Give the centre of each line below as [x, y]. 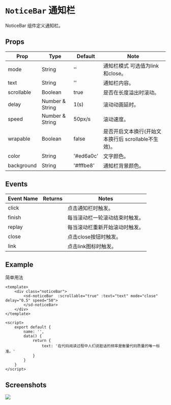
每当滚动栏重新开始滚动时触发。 [106, 227]
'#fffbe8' [84, 165]
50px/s [82, 119]
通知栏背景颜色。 [123, 166]
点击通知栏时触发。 [90, 208]
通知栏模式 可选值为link [131, 66]
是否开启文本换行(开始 [130, 131]
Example [19, 265]
